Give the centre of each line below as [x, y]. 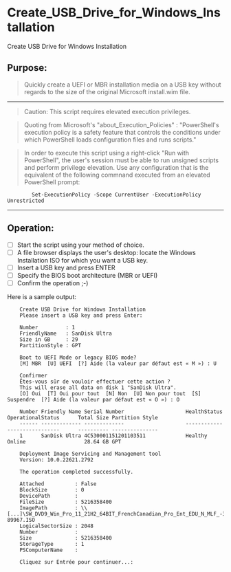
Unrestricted [26, 201]
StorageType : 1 [52, 544]
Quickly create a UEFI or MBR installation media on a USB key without [122, 85]
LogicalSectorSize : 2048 [57, 526]
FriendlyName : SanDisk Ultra [66, 333]
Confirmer [34, 375]
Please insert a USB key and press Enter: [81, 315]
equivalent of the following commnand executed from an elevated [117, 175]
